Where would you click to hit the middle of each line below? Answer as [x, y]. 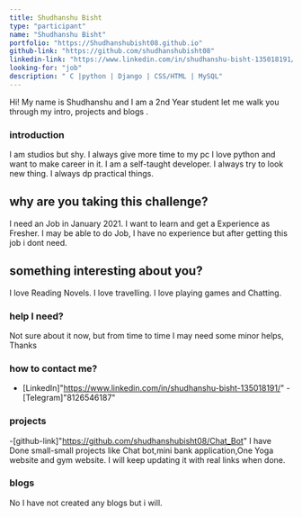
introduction [37, 134]
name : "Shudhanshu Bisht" [58, 34]
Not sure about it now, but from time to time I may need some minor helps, [147, 335]
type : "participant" [48, 26]
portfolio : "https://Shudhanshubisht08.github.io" [106, 43]
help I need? [37, 316]
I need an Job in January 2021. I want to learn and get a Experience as [140, 223]
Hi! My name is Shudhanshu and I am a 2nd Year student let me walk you [145, 102]
